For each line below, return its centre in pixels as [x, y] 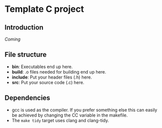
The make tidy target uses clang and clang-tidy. [60, 120]
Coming [13, 39]
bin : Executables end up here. [42, 66]
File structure [26, 55]
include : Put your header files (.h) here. [52, 77]
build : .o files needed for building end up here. [59, 72]
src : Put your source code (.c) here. [48, 82]
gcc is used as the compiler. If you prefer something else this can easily [84, 110]
